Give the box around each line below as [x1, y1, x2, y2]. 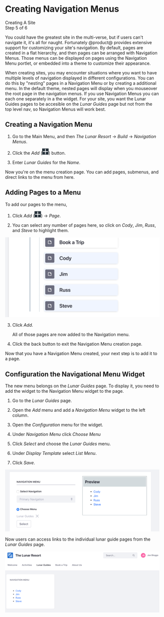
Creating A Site [5, 20, 36, 25]
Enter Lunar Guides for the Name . [12, 159, 81, 165]
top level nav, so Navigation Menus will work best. [5, 106, 106, 112]
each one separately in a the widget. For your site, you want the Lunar [5, 95, 146, 101]
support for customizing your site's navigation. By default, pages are [5, 45, 143, 50]
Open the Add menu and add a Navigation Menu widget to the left [12, 407, 145, 413]
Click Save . [12, 460, 35, 466]
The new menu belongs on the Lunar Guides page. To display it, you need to [5, 383, 159, 389]
